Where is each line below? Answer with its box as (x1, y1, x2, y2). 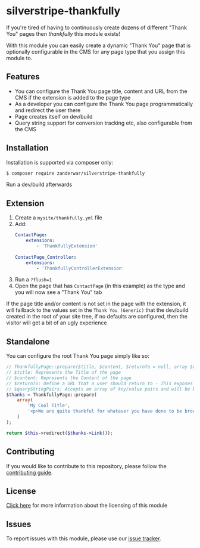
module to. (6, 54, 33, 61)
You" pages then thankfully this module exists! (6, 30, 120, 37)
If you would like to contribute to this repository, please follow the (6, 462, 167, 469)
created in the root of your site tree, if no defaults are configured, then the (6, 313, 187, 320)
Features (6, 72, 40, 82)
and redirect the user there (14, 106, 81, 114)
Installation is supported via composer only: (6, 159, 114, 166)
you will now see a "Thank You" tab (14, 289, 102, 296)
